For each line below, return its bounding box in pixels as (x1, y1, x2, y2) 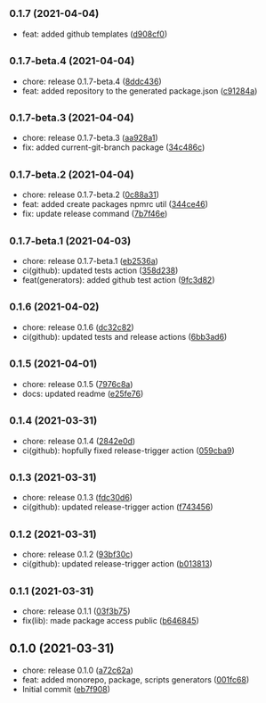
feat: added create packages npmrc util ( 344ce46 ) (21, 199, 209, 210)
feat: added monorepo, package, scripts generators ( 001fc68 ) (21, 674, 250, 685)
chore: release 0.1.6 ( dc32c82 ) (21, 321, 135, 333)
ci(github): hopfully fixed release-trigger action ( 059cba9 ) (21, 445, 236, 456)
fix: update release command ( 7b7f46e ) (21, 209, 168, 219)
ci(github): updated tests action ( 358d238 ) (21, 265, 179, 276)
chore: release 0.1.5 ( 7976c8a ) (21, 378, 133, 389)
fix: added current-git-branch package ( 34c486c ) (21, 142, 206, 153)
